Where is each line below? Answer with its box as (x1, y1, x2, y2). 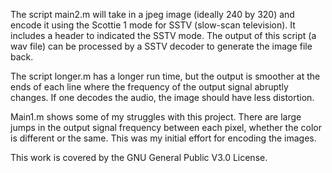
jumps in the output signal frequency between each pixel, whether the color (10, 122, 323, 133)
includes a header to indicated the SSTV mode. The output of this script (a (10, 30, 317, 41)
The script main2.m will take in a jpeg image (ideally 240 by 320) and (10, 9, 295, 20)
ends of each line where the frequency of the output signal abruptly (10, 81, 289, 93)
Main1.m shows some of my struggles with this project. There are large (10, 111, 302, 123)
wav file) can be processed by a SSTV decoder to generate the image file (10, 40, 313, 52)
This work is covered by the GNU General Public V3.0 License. (10, 152, 268, 163)
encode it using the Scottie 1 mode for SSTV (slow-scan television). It (10, 19, 296, 31)
